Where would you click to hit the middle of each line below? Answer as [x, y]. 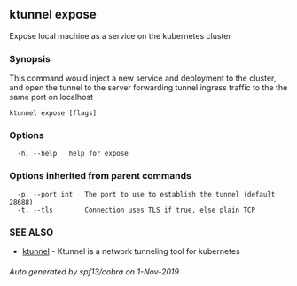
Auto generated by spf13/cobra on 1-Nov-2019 [94, 271]
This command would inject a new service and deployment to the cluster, [143, 78]
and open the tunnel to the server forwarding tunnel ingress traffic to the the [148, 88]
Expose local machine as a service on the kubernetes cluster [121, 35]
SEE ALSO [31, 232]
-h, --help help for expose [73, 154]
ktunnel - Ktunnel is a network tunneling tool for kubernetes [131, 251]
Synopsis [30, 58]
